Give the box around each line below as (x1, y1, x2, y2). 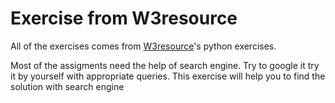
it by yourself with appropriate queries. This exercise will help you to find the (10, 70, 326, 82)
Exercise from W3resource (10, 7, 238, 30)
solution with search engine (10, 80, 125, 92)
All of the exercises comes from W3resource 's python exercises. (10, 40, 277, 52)
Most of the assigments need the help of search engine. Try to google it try (10, 59, 320, 71)
